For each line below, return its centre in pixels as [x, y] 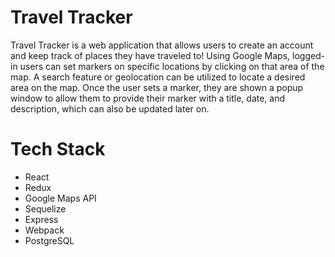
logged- [309, 55]
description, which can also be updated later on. [110, 108]
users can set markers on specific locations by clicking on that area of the [172, 66]
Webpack [44, 230]
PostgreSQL [49, 240]
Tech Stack [58, 149]
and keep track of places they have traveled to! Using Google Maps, [150, 55]
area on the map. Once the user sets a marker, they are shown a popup [157, 87]
